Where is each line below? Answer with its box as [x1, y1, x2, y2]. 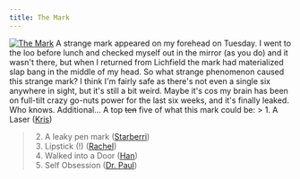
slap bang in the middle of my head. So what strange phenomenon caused [9, 66, 285, 77]
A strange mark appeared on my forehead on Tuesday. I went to [56, 38, 292, 48]
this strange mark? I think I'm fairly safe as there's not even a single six [9, 75, 271, 86]
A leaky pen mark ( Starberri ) [44, 131, 150, 141]
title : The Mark [9, 13, 70, 22]
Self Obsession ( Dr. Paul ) [44, 159, 138, 170]
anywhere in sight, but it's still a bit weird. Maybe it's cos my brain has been [9, 85, 289, 96]
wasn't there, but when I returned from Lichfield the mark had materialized [9, 56, 284, 67]
